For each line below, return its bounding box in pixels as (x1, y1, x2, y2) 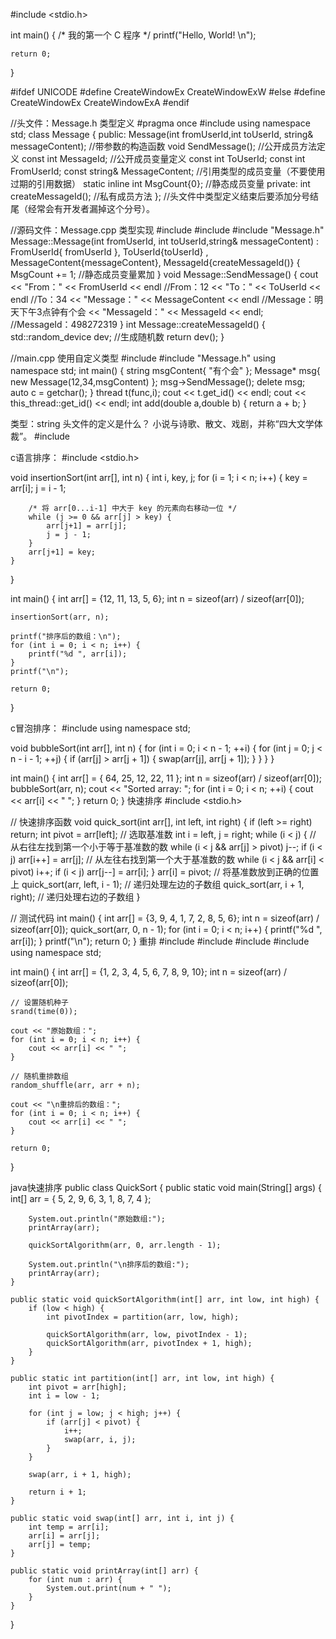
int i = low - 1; (28, 1391, 101, 1401)
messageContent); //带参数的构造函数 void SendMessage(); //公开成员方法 (10, 140, 317, 152)
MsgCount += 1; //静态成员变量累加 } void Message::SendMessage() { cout (10, 269, 319, 280)
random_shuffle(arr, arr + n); (10, 1080, 141, 1090)
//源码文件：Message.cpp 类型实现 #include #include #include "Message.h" (10, 224, 325, 236)
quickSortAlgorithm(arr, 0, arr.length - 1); (28, 1240, 222, 1250)
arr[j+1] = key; (28, 547, 97, 557)
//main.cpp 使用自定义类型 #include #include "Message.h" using (10, 352, 277, 364)
